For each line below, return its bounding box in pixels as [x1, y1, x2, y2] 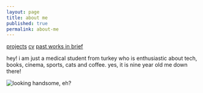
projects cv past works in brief [6, 43, 83, 50]
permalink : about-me [6, 26, 59, 32]
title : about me [6, 15, 48, 21]
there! [6, 68, 21, 75]
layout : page [6, 9, 40, 15]
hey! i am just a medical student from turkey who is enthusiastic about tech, [6, 54, 197, 62]
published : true [6, 20, 48, 26]
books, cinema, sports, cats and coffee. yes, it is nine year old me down [6, 61, 188, 69]
